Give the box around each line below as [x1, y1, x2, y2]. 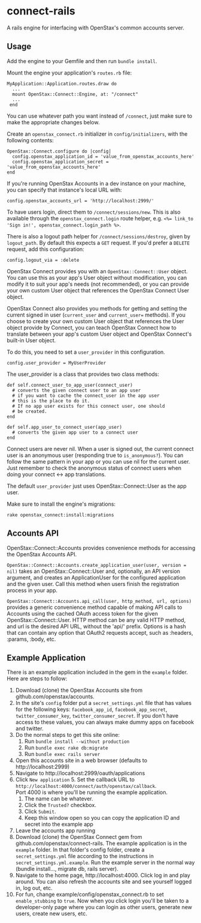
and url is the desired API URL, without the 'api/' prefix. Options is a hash [7, 623, 186, 630]
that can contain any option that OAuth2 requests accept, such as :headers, [7, 629, 193, 636]
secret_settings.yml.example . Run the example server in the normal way [15, 859, 195, 866]
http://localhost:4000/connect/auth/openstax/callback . [15, 782, 157, 790]
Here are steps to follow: [7, 675, 68, 682]
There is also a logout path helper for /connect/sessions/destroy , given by [7, 232, 191, 240]
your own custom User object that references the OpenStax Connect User [7, 286, 190, 294]
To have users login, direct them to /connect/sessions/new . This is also [7, 208, 181, 216]
